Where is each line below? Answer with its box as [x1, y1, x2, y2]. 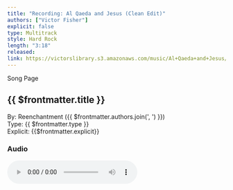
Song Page [7, 74, 39, 82]
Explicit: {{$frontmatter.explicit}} [7, 127, 100, 135]
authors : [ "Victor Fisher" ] [7, 17, 89, 23]
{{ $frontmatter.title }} [7, 94, 105, 106]
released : [7, 49, 36, 56]
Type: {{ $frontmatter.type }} [7, 120, 89, 128]
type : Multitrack [7, 29, 58, 37]
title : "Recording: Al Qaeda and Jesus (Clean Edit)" [7, 10, 166, 17]
